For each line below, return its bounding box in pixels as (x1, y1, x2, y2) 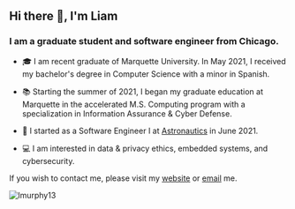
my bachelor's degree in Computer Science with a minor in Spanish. (21, 68, 270, 79)
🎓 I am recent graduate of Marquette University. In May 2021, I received (21, 56, 287, 66)
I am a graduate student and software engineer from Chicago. (9, 35, 280, 48)
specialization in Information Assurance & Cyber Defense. (21, 108, 232, 119)
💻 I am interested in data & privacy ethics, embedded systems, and (21, 143, 269, 153)
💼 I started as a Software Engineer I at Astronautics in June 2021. (21, 125, 259, 136)
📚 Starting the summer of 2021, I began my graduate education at (21, 86, 263, 97)
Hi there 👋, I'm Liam (9, 9, 118, 24)
